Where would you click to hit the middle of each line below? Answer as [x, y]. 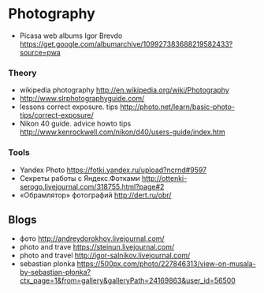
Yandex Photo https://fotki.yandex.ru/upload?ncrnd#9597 [113, 170]
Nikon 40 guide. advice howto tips [75, 124]
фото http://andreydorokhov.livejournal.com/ [92, 239]
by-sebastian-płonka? [55, 272]
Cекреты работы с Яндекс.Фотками [80, 178]
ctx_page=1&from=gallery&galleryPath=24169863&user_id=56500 [128, 280]
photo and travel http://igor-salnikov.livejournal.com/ [105, 255]
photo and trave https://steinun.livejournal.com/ [97, 247]
